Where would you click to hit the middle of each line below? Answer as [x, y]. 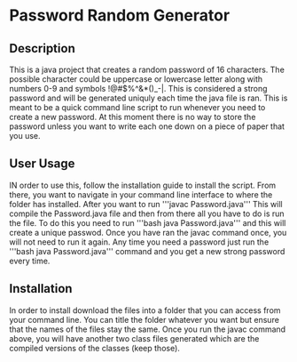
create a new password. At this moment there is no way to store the [133, 117]
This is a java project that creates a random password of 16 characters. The [147, 69]
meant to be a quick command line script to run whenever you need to [137, 107]
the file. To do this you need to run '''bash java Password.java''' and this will [148, 222]
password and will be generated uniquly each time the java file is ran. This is [148, 98]
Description [42, 48]
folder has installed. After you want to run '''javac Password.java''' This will [146, 204]
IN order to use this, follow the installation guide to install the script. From [143, 185]
